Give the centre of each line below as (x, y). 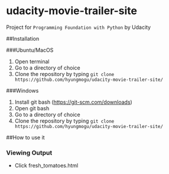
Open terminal (32, 61)
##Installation (23, 38)
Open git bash (32, 108)
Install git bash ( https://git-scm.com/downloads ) (74, 102)
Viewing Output (29, 153)
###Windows (22, 90)
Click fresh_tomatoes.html (46, 166)
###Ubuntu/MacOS (30, 50)
